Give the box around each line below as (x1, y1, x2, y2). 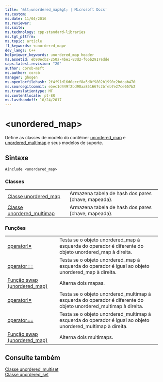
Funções (5, 225, 26, 232)
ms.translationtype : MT (5, 89, 53, 93)
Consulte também (5, 353, 61, 362)
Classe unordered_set (5, 372, 49, 378)
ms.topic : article (5, 39, 42, 44)
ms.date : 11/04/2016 (5, 16, 47, 21)
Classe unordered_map (7, 193, 61, 200)
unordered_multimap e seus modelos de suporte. (5, 140, 103, 146)
